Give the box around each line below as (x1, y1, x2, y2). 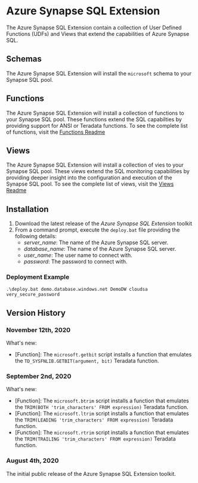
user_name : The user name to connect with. (23, 252, 132, 259)
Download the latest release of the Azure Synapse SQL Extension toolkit (14, 220, 193, 227)
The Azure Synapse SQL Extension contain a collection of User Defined (6, 24, 182, 31)
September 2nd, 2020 (6, 372, 72, 380)
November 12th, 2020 (6, 325, 71, 334)
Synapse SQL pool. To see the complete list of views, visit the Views (6, 180, 174, 187)
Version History (6, 307, 66, 318)
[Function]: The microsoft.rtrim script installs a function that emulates (14, 429, 189, 436)
